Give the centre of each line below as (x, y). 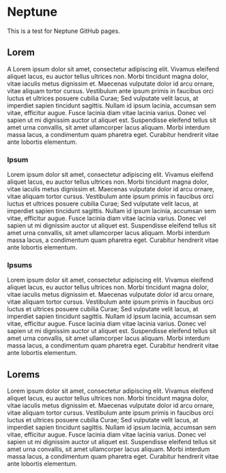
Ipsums (20, 265)
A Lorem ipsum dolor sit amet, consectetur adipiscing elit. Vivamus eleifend (113, 69)
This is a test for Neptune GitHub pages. (64, 31)
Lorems (24, 374)
